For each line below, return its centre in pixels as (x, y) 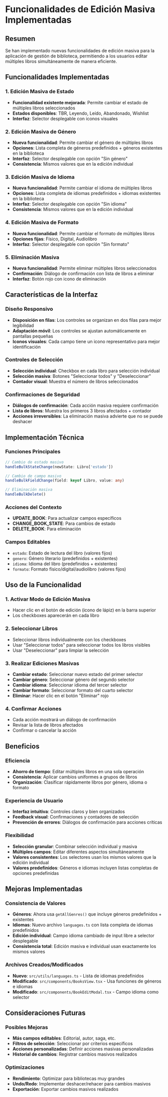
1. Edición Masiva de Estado (40, 92)
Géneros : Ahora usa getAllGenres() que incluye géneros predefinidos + (87, 914)
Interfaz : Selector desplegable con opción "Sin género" (70, 158)
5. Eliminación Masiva (32, 257)
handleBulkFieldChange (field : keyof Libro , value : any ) (65, 481)
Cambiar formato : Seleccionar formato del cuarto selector (73, 690)
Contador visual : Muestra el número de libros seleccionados (75, 381)
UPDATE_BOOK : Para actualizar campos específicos (67, 518)
